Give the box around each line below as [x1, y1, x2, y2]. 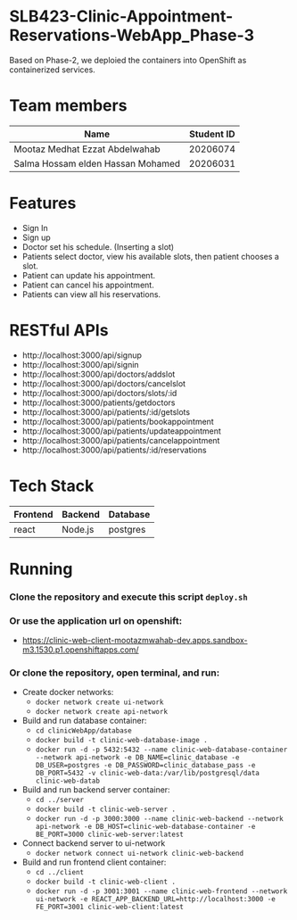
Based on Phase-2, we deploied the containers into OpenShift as [9, 54, 247, 65]
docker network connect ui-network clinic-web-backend [35, 850, 243, 858]
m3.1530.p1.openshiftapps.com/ [21, 644, 140, 655]
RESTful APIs [9, 320, 109, 340]
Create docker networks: [21, 687, 114, 698]
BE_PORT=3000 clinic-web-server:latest [35, 830, 185, 840]
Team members [9, 95, 128, 116]
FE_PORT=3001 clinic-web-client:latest [35, 903, 185, 912]
